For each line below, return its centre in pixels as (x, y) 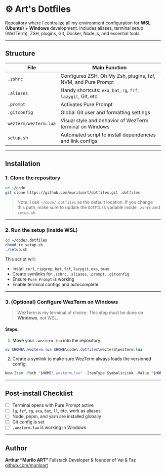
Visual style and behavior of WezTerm (104, 120)
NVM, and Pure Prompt (87, 82)
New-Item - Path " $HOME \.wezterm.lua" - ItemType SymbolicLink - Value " (79, 373)
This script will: (21, 259)
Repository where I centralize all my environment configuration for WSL (78, 23)
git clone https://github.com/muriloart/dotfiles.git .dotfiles (73, 193)
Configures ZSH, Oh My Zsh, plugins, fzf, (108, 76)
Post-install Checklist (39, 393)
